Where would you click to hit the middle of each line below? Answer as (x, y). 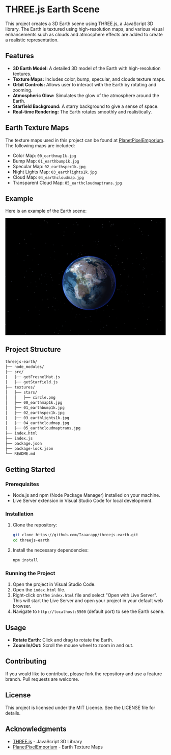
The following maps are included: (40, 145)
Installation (20, 514)
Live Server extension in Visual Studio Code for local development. (82, 501)
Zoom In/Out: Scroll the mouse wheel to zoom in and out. (73, 646)
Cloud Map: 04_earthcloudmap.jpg (48, 177)
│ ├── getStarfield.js (32, 382)
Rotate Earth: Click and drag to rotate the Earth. (63, 640)
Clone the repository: (35, 525)
